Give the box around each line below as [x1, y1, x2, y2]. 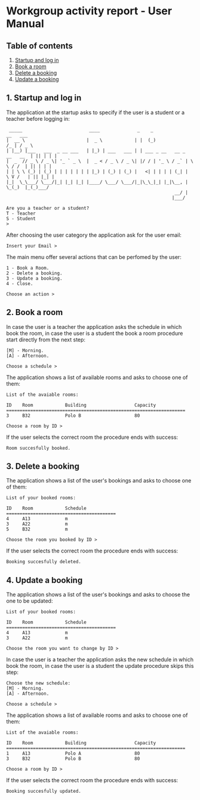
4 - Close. [6, 280, 33, 286]
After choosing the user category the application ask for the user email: [6, 231, 182, 239]
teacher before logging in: [6, 115, 70, 122]
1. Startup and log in [6, 93, 82, 103]
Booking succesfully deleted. [6, 559, 82, 565]
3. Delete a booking [6, 462, 79, 472]
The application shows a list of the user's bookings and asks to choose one [6, 477, 192, 484]
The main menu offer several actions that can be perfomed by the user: [6, 253, 182, 261]
